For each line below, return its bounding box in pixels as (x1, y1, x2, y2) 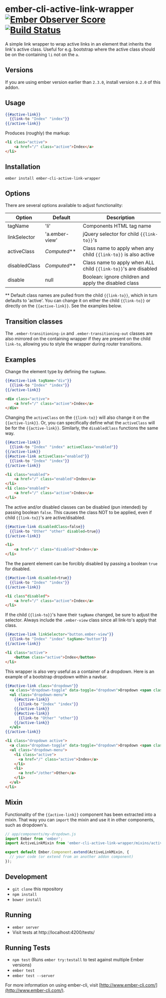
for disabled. (5, 566, 31, 572)
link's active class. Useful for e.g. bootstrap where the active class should (5, 46, 155, 52)
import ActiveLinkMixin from (5, 841, 65, 846)
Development (5, 872, 48, 881)
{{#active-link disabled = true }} (5, 576, 72, 581)
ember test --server (12, 974, 55, 979)
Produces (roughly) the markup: (5, 130, 70, 136)
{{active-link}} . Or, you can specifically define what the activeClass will (5, 420, 155, 426)
